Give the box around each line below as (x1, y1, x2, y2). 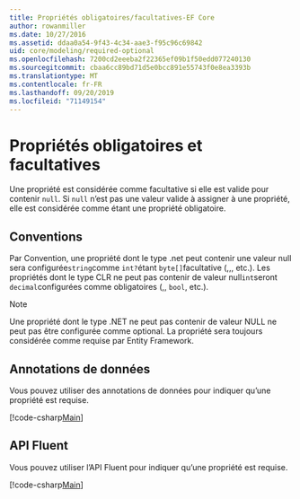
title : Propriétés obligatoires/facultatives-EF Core (9, 13, 216, 22)
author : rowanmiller (9, 22, 87, 31)
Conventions (9, 229, 84, 244)
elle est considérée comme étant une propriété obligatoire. (9, 203, 226, 214)
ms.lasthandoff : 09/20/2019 (9, 88, 115, 97)
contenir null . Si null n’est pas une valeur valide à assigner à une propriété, (9, 194, 290, 205)
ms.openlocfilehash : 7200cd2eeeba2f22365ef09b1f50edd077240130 (9, 55, 251, 64)
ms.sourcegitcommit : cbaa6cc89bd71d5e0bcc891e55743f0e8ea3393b (9, 64, 251, 73)
